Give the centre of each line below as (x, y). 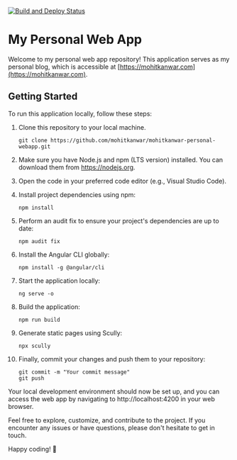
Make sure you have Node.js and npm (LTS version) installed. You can (121, 159)
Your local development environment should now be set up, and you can (114, 391)
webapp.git (34, 146)
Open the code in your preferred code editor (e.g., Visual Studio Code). (122, 181)
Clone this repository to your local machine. (82, 127)
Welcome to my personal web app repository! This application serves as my (119, 59)
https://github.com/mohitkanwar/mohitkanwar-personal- (133, 140)
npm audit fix (39, 241)
